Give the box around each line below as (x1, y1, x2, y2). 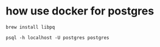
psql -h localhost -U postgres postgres (5, 34, 110, 40)
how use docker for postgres (5, 4, 155, 18)
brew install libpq (5, 24, 55, 30)
